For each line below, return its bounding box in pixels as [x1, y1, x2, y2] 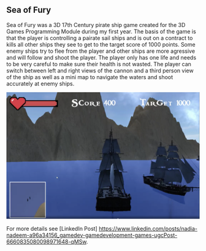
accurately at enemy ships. [6, 80, 75, 87]
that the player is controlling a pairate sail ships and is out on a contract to [6, 34, 193, 42]
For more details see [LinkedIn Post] [6, 225, 98, 232]
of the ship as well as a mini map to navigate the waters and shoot [6, 73, 174, 80]
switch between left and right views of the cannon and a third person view [6, 67, 194, 74]
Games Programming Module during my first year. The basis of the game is [6, 28, 196, 35]
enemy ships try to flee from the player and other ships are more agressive [6, 47, 195, 55]
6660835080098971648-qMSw [6, 237, 87, 245]
